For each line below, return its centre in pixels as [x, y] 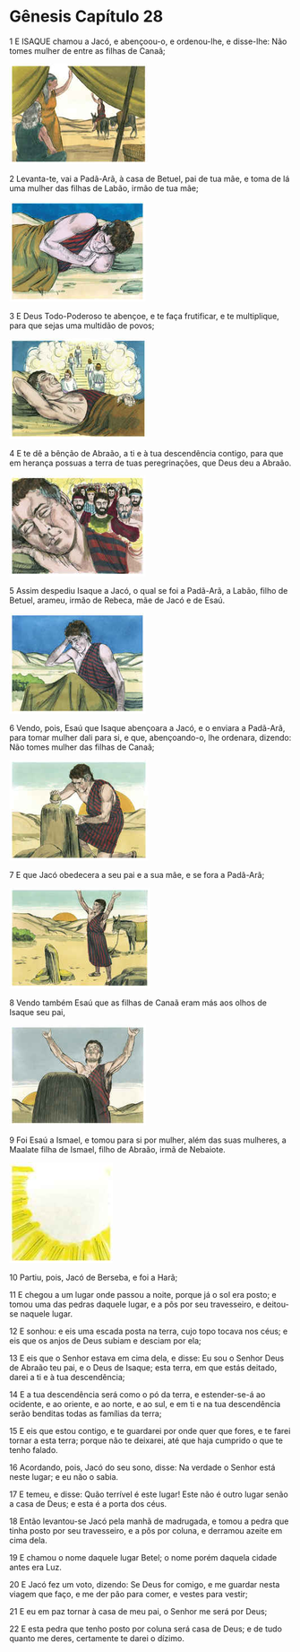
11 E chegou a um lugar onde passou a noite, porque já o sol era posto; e [143, 1294]
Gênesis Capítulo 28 [86, 17]
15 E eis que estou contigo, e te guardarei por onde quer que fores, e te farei [150, 1430]
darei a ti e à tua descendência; [67, 1377]
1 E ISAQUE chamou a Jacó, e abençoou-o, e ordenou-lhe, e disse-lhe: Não [148, 41]
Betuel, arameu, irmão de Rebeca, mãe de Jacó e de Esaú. [117, 600]
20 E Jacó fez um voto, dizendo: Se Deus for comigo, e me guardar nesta [145, 1584]
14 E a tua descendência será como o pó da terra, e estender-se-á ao [137, 1394]
